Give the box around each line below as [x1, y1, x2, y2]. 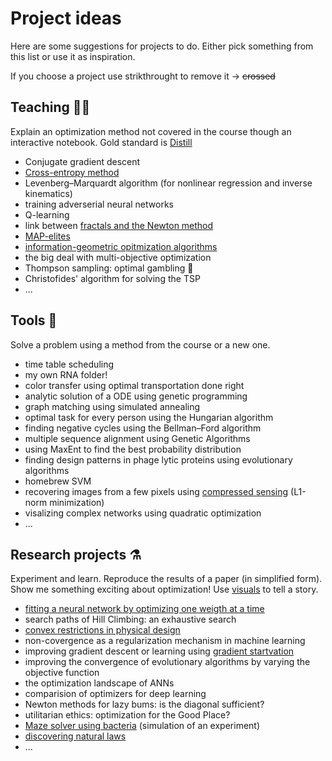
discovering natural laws [24, 730, 127, 742]
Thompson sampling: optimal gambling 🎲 [24, 262, 194, 274]
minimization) [49, 496, 105, 508]
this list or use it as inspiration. [10, 50, 136, 62]
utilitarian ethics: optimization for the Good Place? [24, 709, 231, 721]
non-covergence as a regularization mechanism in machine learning [24, 635, 306, 647]
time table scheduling [24, 358, 115, 370]
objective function [24, 667, 100, 679]
